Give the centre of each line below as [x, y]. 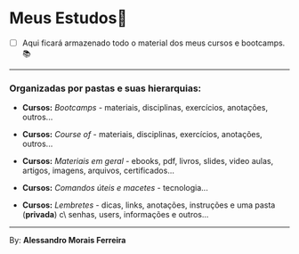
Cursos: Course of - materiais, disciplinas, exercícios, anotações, [142, 135]
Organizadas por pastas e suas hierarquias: [105, 88]
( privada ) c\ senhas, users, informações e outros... [115, 215]
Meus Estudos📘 [68, 18]
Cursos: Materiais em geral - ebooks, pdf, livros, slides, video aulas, [148, 161]
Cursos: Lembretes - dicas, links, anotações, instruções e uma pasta [149, 205]
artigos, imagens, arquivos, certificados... [98, 171]
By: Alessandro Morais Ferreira [68, 241]
